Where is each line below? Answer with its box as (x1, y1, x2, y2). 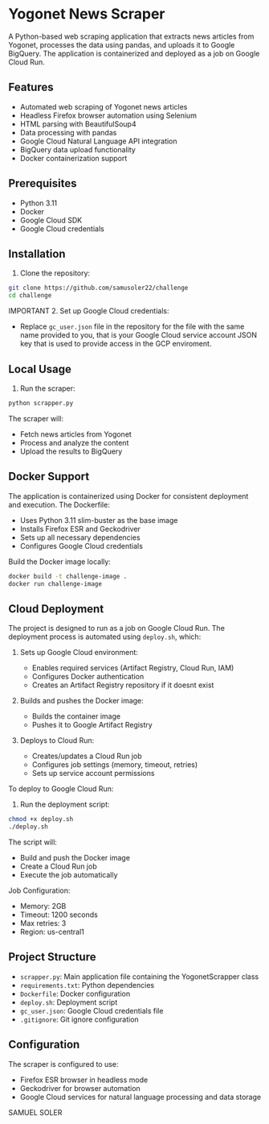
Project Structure (8, 950, 96, 964)
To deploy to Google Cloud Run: (8, 784, 114, 794)
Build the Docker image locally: (8, 557, 111, 566)
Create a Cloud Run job (19, 861, 98, 871)
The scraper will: (8, 413, 64, 423)
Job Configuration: (8, 886, 71, 895)
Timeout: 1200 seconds (19, 910, 98, 919)
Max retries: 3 (19, 918, 67, 927)
